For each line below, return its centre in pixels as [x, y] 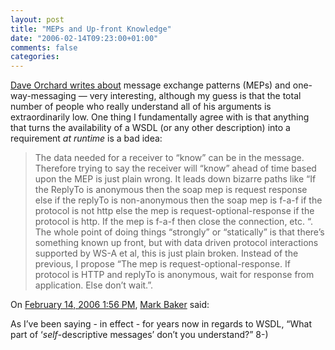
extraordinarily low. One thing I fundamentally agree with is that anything [160, 117]
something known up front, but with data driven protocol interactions [176, 243]
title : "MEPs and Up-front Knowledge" [91, 29]
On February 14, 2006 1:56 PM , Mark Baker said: [110, 305]
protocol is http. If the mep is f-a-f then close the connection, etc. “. [173, 222]
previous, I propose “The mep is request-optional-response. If [162, 264]
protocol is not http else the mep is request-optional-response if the [174, 211]
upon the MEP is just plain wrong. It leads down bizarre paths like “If [175, 179]
